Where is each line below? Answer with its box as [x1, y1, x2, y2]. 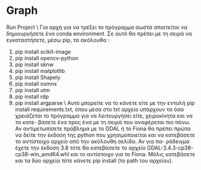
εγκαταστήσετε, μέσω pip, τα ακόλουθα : [6, 36, 110, 43]
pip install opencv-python [14, 54, 79, 61]
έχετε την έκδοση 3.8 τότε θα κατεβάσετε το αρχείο [14, 144, 146, 151]
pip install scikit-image [14, 48, 71, 55]
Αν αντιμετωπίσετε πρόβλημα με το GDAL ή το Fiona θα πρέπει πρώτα [14, 125, 191, 132]
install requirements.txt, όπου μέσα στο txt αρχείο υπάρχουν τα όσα [14, 105, 184, 113]
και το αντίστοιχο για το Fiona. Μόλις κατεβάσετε [70, 150, 196, 157]
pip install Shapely [14, 74, 61, 81]
